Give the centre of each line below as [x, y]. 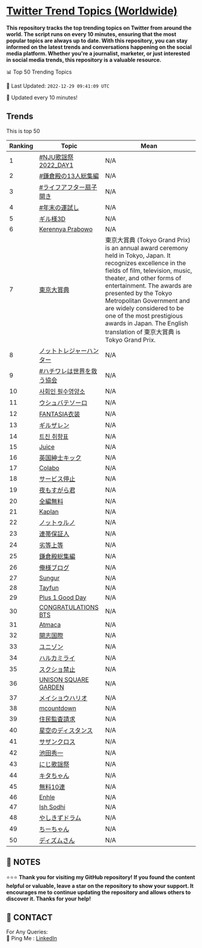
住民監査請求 [57, 719]
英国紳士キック [60, 457]
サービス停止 [57, 479]
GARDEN [51, 687]
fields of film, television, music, [148, 271]
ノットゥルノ [57, 523]
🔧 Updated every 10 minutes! [42, 97]
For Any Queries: [27, 932]
